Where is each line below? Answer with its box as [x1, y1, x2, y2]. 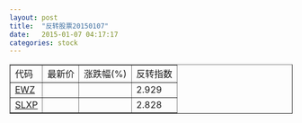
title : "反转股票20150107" [9, 22, 110, 31]
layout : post [9, 13, 58, 22]
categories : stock [9, 38, 78, 48]
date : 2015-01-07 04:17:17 [9, 30, 119, 39]
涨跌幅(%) [84, 68, 128, 81]
